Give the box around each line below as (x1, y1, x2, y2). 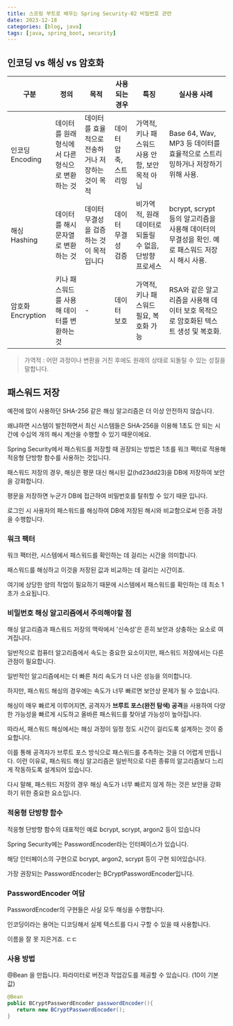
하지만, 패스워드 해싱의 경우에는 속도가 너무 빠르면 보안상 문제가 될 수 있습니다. (7, 687, 220, 695)
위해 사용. (169, 170, 199, 180)
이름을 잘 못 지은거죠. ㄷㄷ (7, 935, 78, 944)
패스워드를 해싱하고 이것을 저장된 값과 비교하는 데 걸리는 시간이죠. (7, 566, 185, 574)
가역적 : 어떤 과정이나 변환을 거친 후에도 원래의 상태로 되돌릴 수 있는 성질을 (24, 356, 226, 365)
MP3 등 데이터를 (169, 139, 221, 148)
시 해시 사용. (169, 256, 207, 266)
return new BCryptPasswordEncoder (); (16, 1007, 126, 1014)
